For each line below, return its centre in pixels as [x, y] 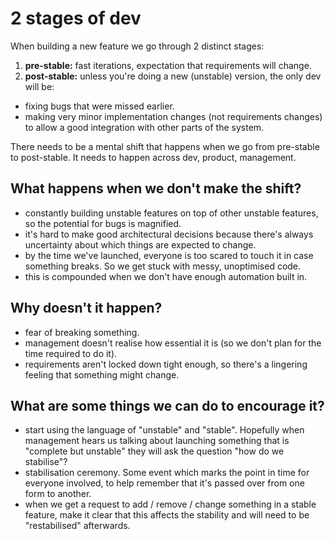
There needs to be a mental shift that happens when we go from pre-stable [165, 146]
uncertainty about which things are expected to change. [140, 244]
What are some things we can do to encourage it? [167, 405]
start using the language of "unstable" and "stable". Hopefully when [164, 430]
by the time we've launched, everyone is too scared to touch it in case [169, 255]
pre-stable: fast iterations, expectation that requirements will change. [168, 65]
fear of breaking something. [82, 332]
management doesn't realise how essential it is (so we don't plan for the [173, 343]
